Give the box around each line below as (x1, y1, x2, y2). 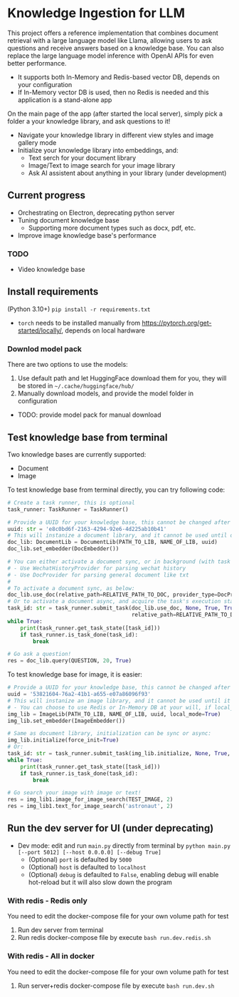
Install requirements (7, 285, 99, 298)
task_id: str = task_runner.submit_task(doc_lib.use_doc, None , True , (7, 604, 221, 612)
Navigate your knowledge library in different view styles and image (17, 131, 214, 139)
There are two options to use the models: (7, 360, 128, 369)
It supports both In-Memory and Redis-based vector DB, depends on (17, 73, 221, 81)
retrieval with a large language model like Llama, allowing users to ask (7, 36, 212, 44)
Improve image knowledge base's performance (17, 231, 156, 240)
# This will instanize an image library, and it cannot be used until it (7, 697, 231, 704)
